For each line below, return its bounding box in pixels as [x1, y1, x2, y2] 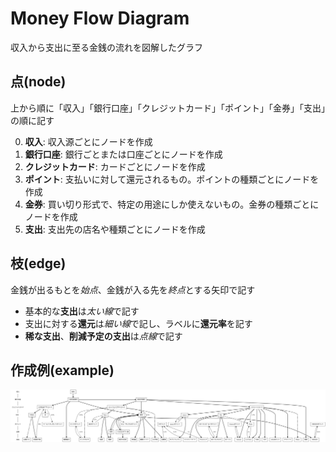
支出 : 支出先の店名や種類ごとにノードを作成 [24, 223, 206, 235]
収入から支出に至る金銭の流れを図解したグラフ [10, 41, 203, 53]
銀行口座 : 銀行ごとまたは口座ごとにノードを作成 [24, 148, 223, 160]
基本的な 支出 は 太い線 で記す [24, 305, 140, 317]
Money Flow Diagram [10, 7, 190, 30]
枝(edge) [10, 255, 67, 272]
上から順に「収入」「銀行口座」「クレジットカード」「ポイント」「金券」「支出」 [10, 102, 326, 114]
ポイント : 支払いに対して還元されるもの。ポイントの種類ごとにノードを [24, 173, 320, 185]
